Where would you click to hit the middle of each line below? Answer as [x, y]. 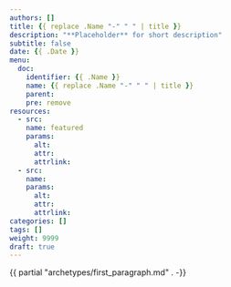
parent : [40, 94]
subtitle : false [40, 43]
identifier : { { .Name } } [73, 77]
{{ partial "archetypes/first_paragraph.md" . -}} [98, 272]
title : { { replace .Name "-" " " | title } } [95, 26]
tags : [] [26, 230]
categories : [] [38, 221]
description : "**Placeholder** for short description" [116, 35]
